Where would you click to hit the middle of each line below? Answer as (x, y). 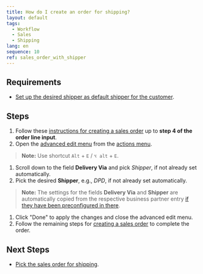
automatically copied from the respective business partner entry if (105, 199)
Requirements (34, 82)
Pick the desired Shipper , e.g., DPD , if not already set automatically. (101, 180)
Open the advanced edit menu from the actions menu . (83, 144)
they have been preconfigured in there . (71, 206)
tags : (13, 23)
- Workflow (26, 29)
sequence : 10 (23, 52)
